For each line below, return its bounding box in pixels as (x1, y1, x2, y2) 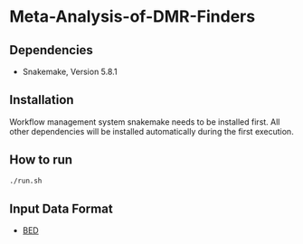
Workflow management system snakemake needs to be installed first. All (9, 116, 280, 127)
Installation (9, 92, 74, 108)
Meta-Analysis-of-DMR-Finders (9, 6, 256, 27)
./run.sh (9, 176, 43, 185)
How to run (9, 152, 73, 168)
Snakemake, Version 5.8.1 (22, 66, 118, 77)
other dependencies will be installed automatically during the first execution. (9, 126, 294, 136)
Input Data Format (9, 201, 113, 216)
